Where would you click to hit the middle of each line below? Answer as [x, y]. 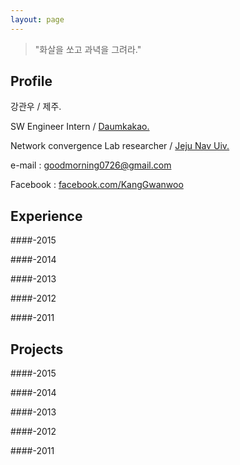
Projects [37, 349]
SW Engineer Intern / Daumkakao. [80, 127]
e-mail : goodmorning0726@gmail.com [91, 165]
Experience [46, 216]
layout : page [37, 19]
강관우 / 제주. [36, 107]
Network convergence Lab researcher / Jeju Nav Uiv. [120, 146]
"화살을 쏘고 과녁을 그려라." [88, 49]
